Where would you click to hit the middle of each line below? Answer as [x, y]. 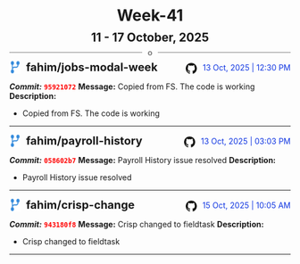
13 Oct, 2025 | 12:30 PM [246, 68]
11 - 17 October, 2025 [150, 38]
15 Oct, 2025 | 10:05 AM [246, 205]
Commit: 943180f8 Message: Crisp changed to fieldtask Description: [137, 225]
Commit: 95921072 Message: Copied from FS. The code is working [132, 87]
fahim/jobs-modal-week [92, 67]
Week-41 [150, 16]
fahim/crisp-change [81, 205]
